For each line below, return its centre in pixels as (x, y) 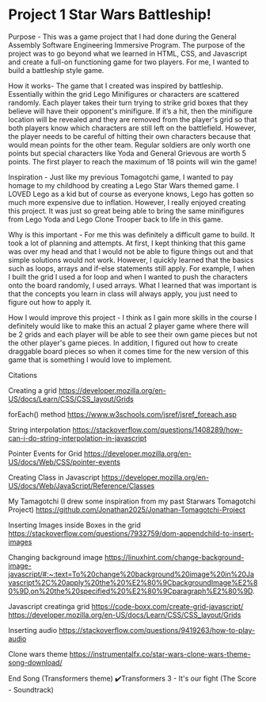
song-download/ (35, 662)
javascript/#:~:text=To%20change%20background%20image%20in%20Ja (131, 574)
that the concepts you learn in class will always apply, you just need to (123, 293)
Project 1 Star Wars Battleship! (110, 15)
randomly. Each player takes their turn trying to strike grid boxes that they (128, 102)
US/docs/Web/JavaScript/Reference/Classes (82, 485)
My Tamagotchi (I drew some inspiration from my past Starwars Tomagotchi (132, 501)
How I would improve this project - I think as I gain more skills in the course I (133, 317)
